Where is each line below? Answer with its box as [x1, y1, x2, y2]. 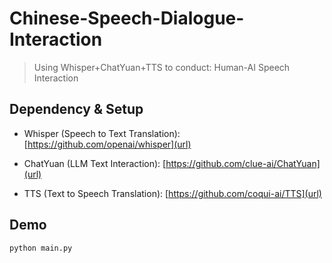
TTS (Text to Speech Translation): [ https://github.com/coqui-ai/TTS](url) [23, 187, 322, 199]
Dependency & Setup [9, 101, 144, 118]
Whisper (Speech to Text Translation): [23, 127, 181, 139]
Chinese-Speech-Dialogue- [9, 7, 245, 30]
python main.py [9, 243, 73, 253]
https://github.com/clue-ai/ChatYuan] [165, 157, 321, 169]
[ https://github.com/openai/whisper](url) [23, 138, 192, 150]
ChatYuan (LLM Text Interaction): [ [23, 157, 167, 169]
